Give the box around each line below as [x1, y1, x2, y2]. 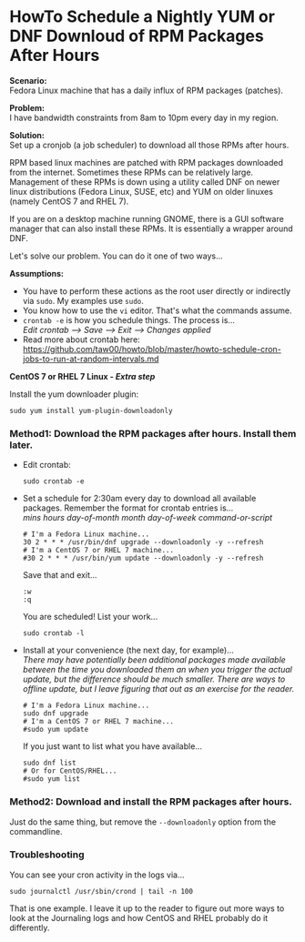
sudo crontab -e [22, 477, 85, 486]
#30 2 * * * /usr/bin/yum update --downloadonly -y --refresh [22, 553, 264, 563]
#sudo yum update [22, 725, 89, 734]
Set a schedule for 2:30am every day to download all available [22, 493, 257, 504]
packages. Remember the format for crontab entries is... [22, 502, 234, 513]
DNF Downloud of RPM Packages [9, 25, 264, 46]
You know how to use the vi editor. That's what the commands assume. [22, 305, 292, 316]
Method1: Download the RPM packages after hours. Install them [9, 427, 297, 440]
